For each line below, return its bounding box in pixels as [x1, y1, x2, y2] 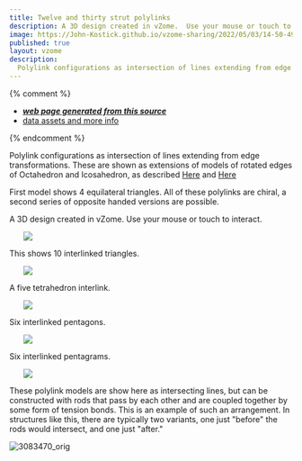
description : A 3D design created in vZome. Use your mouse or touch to [9, 22, 292, 31]
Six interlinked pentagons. [9, 316, 106, 327]
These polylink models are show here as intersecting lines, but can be [9, 384, 268, 396]
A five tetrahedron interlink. [9, 282, 111, 293]
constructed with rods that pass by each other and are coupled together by [9, 394, 288, 405]
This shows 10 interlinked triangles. [9, 248, 140, 258]
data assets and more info [22, 114, 120, 126]
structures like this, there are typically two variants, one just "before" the [9, 413, 279, 424]
